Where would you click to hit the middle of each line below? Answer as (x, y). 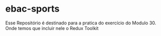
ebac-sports (33, 9)
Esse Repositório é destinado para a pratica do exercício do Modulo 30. (81, 23)
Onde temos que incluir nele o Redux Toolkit (52, 28)
